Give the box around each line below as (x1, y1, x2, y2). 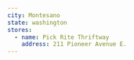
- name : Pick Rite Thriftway (14, 33, 110, 41)
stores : (7, 26, 33, 34)
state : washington (7, 19, 67, 26)
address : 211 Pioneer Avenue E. (21, 41, 127, 48)
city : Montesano (7, 11, 60, 19)
